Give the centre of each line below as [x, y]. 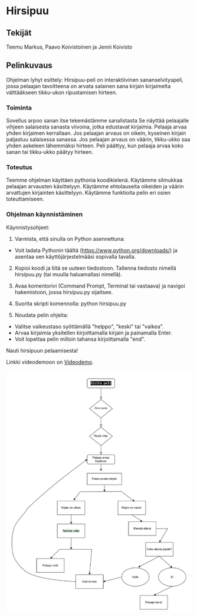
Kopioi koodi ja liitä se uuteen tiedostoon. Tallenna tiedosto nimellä [95, 268]
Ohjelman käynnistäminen [45, 214]
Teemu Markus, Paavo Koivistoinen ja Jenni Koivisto [69, 47]
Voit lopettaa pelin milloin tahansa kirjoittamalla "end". [80, 339]
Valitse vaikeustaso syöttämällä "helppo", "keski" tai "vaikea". [89, 326]
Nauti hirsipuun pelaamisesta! [42, 350]
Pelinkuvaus [29, 65]
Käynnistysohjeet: [28, 227]
